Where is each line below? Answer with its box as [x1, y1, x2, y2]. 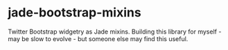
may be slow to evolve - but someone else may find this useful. [8, 34, 188, 42]
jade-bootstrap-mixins [8, 5, 141, 21]
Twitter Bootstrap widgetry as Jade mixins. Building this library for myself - [8, 27, 222, 36]
